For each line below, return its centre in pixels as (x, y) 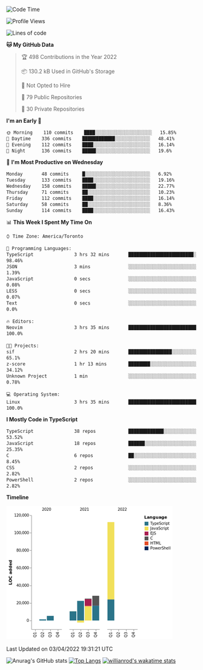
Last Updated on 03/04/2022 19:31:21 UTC (60, 649)
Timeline (18, 497)
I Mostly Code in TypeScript (42, 419)
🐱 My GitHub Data (30, 45)
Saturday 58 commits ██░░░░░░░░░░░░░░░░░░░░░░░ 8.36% (89, 204)
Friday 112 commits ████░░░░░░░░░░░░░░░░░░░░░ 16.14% (90, 198)
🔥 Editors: (20, 322)
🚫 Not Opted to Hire (46, 85)
